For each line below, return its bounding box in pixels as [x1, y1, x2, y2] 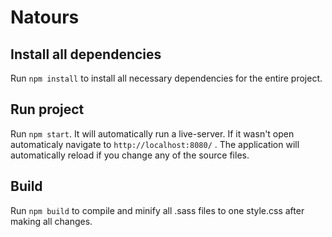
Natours [10, 6, 80, 29]
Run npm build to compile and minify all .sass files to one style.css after [10, 204, 305, 216]
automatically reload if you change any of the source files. [10, 149, 250, 161]
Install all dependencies [10, 46, 162, 63]
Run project [10, 101, 85, 118]
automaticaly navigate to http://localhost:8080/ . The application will [10, 138, 300, 150]
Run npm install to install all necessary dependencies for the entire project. [10, 72, 323, 84]
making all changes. [10, 215, 93, 227]
